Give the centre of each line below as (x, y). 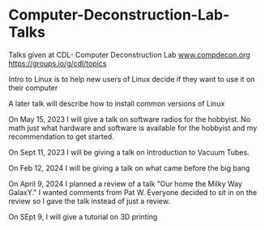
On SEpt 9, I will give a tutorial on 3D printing (83, 216)
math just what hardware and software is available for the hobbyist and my (133, 128)
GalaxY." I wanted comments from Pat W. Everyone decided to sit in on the (133, 192)
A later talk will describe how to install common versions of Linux (117, 103)
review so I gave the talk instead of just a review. (89, 201)
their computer (33, 88)
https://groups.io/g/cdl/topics (58, 63)
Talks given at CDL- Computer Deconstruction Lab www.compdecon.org (129, 54)
